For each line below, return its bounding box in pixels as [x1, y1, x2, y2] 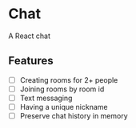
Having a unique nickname [19, 102, 108, 111]
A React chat [8, 31, 50, 41]
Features [8, 54, 54, 68]
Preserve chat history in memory [19, 111, 128, 120]
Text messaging [19, 93, 73, 103]
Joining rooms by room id [19, 84, 105, 94]
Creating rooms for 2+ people [19, 75, 118, 84]
